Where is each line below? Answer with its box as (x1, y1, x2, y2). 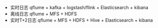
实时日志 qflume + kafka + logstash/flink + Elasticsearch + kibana (10, 5, 148, 10)
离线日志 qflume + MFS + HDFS (10, 11, 77, 17)
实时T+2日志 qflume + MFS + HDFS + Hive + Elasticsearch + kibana (10, 17, 153, 23)
